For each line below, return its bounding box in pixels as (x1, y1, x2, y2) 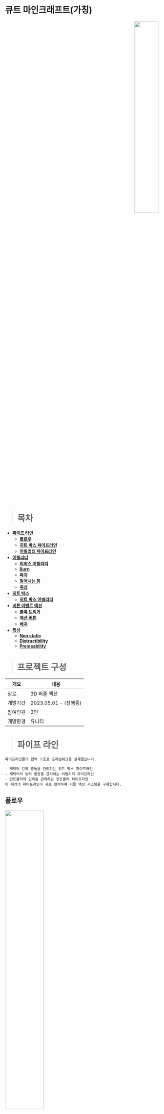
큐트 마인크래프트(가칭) (5, 4, 93, 16)
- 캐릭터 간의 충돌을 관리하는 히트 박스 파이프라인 (5, 766, 93, 771)
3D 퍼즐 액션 (30, 690, 58, 697)
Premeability (19, 643, 46, 649)
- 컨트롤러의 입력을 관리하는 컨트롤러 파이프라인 (5, 777, 89, 781)
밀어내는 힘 (19, 578, 41, 584)
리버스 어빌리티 (19, 560, 49, 567)
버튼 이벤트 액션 (12, 602, 42, 608)
